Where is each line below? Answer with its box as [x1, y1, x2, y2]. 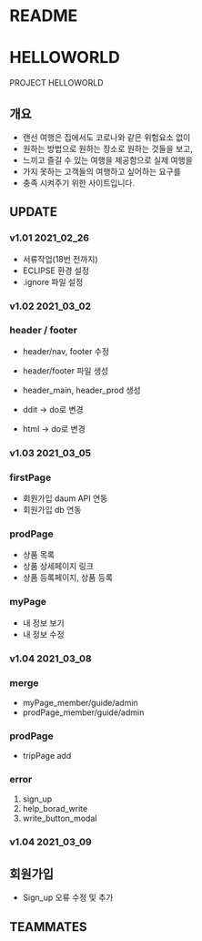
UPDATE [9, 204, 57, 220]
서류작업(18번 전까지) [22, 253, 98, 264]
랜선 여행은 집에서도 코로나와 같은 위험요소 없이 [22, 131, 191, 142]
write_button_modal [22, 813, 97, 824]
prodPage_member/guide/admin [22, 707, 145, 718]
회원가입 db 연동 [22, 505, 82, 516]
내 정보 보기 [22, 617, 66, 629]
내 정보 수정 [22, 629, 66, 639]
